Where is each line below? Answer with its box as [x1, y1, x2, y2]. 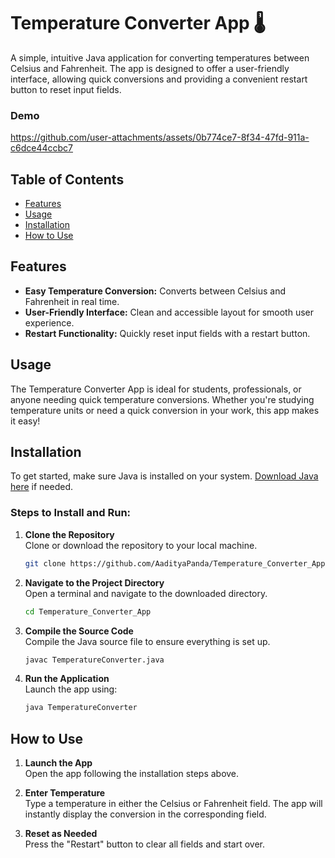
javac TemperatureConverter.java [24, 655, 165, 665]
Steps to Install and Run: [10, 506, 132, 520]
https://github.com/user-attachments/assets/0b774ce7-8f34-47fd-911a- [10, 131, 310, 144]
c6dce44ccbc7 [10, 142, 73, 154]
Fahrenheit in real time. [24, 295, 120, 307]
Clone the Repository [24, 528, 115, 540]
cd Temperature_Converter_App [24, 606, 152, 617]
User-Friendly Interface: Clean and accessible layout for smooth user [24, 306, 315, 318]
